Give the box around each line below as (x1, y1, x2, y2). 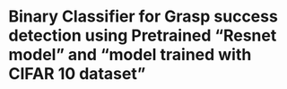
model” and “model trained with (8, 45, 252, 65)
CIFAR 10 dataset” (8, 64, 146, 85)
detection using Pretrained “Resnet (8, 25, 277, 46)
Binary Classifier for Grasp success (8, 6, 279, 27)
